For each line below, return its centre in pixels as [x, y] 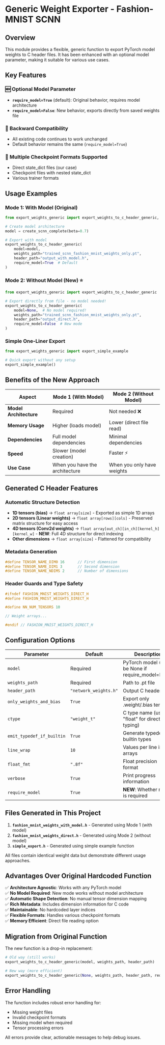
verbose [16, 778]
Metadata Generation [31, 552]
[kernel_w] [23, 534]
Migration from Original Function [56, 936]
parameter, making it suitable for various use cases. [57, 60]
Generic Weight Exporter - [60, 9]
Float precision [140, 761]
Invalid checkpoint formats [39, 1017]
